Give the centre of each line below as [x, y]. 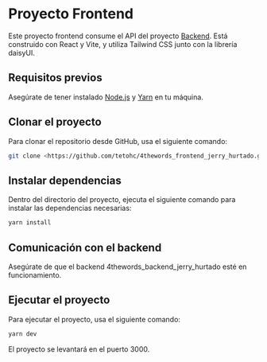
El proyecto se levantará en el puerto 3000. [79, 349]
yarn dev [23, 334]
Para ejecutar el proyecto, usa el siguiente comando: [95, 319]
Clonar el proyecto [55, 122]
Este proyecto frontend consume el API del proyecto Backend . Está [118, 36]
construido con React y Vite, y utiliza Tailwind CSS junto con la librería [123, 44]
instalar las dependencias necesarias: [70, 208]
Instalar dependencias [65, 180]
